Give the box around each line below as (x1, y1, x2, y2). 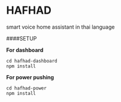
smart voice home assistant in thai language (6, 23, 115, 30)
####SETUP (6, 35, 37, 42)
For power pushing (6, 73, 55, 81)
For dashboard (6, 46, 44, 54)
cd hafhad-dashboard (6, 58, 58, 64)
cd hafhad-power (6, 85, 47, 91)
